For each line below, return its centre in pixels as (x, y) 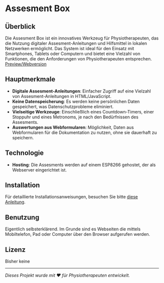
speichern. (23, 137)
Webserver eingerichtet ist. (39, 170)
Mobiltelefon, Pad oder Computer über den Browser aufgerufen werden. (78, 234)
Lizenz (15, 250)
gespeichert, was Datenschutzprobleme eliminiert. (63, 106)
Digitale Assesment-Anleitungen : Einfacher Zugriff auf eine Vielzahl (82, 91)
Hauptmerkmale (30, 79)
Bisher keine (18, 262)
